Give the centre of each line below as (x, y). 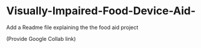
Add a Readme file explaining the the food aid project (72, 27)
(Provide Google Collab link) (41, 39)
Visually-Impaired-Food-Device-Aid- (101, 11)
